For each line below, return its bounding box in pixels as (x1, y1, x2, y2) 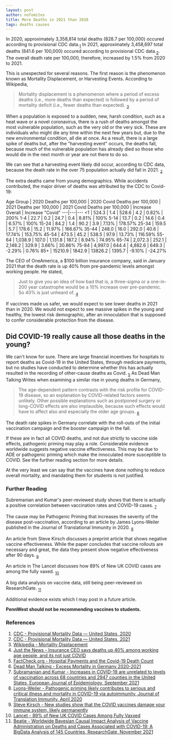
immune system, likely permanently (13, 707, 89, 713)
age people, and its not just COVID (13, 653, 87, 659)
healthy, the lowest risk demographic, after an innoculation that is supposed (6, 312, 166, 318)
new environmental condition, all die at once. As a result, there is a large (6, 135, 158, 141)
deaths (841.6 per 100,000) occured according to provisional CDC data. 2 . (6, 48, 160, 55)
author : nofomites (6, 12, 45, 17)
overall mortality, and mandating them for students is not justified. (6, 472, 145, 478)
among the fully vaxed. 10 (6, 568, 59, 576)
